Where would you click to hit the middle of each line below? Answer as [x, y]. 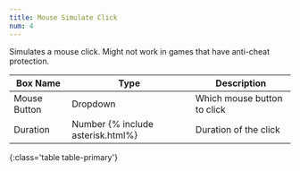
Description [241, 83]
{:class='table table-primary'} [64, 157]
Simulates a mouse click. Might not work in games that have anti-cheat [140, 51]
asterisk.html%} [104, 135]
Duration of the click [238, 129]
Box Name [38, 83]
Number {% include [112, 124]
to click [210, 109]
